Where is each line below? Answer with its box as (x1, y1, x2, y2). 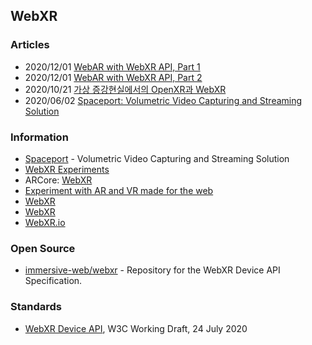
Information (10, 130, 69, 144)
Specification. (24, 275, 83, 287)
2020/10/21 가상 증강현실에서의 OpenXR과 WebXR (24, 83, 227, 95)
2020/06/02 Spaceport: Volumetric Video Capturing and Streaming (24, 94, 303, 106)
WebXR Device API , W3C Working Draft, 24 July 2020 (24, 322, 248, 334)
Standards (10, 300, 63, 314)
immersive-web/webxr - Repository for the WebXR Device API (24, 264, 281, 276)
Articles (10, 38, 50, 52)
